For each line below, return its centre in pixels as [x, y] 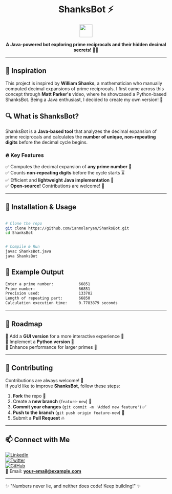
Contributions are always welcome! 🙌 [45, 380]
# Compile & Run [23, 247]
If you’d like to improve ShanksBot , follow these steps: [63, 386]
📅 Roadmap [24, 324]
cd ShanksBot [19, 233]
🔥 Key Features [25, 155]
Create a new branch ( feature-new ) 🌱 [52, 401]
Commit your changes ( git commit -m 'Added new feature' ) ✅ [80, 407]
